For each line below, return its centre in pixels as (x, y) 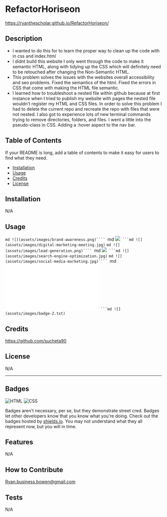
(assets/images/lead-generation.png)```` (49, 251)
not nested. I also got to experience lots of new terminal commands (81, 114)
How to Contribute (34, 470)
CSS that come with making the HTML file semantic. (66, 88)
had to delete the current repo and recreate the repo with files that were (86, 109)
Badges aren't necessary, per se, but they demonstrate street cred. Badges (82, 410)
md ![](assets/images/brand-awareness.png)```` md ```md (70, 239)
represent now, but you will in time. (41, 426)
